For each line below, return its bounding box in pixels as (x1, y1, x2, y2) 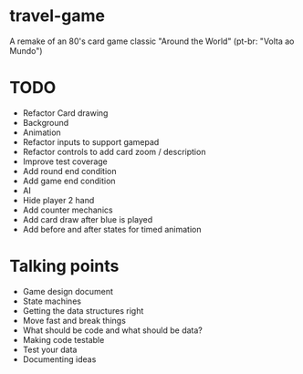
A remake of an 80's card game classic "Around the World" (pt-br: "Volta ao (9, 36, 295, 47)
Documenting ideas (22, 353, 97, 365)
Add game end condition (22, 175, 116, 186)
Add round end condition (22, 165, 117, 176)
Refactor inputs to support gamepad (22, 136, 160, 147)
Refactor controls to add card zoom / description (22, 146, 206, 157)
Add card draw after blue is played (22, 213, 153, 224)
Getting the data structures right (22, 305, 144, 316)
